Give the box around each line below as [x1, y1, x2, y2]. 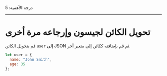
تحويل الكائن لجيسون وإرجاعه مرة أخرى [5, 27, 151, 38]
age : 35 [9, 62, 26, 67]
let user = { [5, 52, 32, 57]
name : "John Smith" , [9, 57, 52, 62]
